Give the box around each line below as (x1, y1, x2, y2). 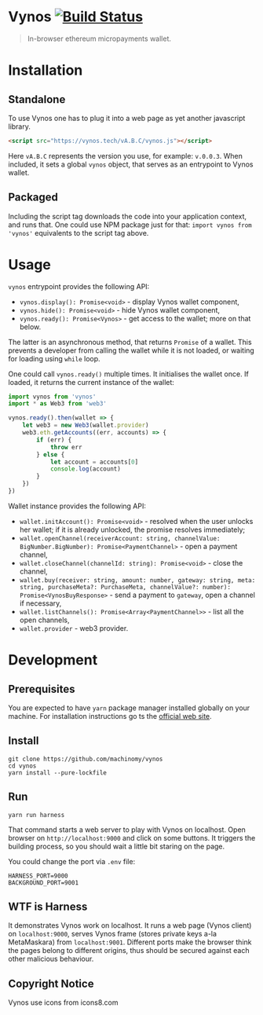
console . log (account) (49, 465, 122, 473)
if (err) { (36, 436, 72, 444)
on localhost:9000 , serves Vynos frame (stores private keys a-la (8, 929, 217, 939)
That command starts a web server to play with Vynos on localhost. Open (8, 825, 246, 834)
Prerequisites (8, 682, 75, 695)
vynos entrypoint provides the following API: (8, 281, 150, 291)
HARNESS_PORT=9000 (8, 872, 68, 880)
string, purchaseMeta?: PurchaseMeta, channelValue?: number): (19, 583, 232, 591)
